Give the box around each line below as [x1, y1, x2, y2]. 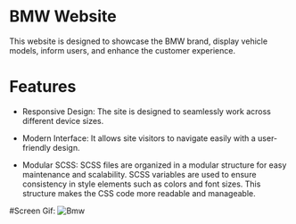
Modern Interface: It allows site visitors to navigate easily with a [21, 132, 256, 144]
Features [9, 77, 77, 97]
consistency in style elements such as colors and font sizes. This [21, 178, 261, 189]
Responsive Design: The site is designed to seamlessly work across [21, 105, 272, 117]
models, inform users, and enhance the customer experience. [9, 45, 236, 55]
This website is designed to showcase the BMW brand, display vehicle [9, 36, 268, 46]
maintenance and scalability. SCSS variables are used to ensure [21, 169, 257, 179]
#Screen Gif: [9, 205, 56, 216]
